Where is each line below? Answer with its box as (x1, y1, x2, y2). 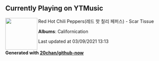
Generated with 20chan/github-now (5, 50, 84, 56)
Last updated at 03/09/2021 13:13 (38, 38, 109, 44)
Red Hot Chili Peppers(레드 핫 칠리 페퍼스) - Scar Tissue (38, 18, 154, 24)
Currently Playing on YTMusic (5, 4, 103, 13)
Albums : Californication (38, 28, 88, 35)
